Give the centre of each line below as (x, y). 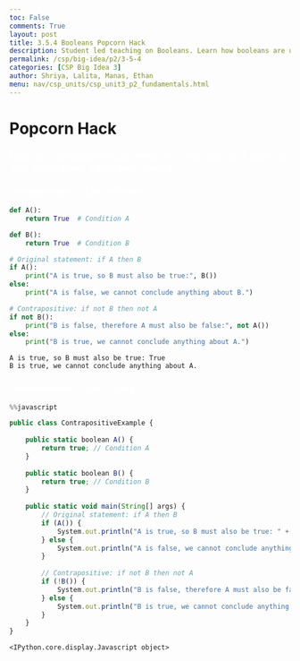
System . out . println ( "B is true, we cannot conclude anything (173, 606)
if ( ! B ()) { (64, 582)
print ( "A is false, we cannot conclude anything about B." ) (139, 293)
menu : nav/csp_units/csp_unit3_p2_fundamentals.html (109, 84)
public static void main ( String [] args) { (105, 507)
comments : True (37, 26)
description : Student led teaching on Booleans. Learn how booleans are (147, 51)
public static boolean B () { (79, 473)
